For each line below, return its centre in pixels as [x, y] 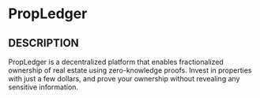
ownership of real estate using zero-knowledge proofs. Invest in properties [130, 70]
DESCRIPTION [43, 43]
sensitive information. [43, 87]
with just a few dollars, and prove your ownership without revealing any [124, 79]
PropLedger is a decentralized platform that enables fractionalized [116, 62]
